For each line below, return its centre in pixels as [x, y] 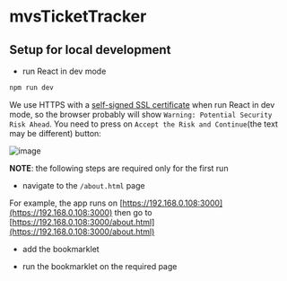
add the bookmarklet [61, 249]
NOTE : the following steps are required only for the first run [119, 168]
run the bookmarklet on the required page [100, 266]
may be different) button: [55, 133]
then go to [133, 212]
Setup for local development [90, 50]
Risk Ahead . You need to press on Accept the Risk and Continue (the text [143, 124]
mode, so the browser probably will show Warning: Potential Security [141, 114]
